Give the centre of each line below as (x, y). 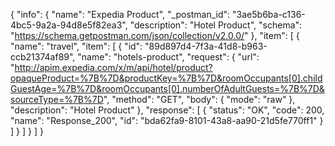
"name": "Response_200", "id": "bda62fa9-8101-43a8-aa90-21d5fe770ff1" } (167, 120)
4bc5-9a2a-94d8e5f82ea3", (69, 25)
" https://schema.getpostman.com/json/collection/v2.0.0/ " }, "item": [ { (155, 35)
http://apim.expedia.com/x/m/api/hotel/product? (113, 67)
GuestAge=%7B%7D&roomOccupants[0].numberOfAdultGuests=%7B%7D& (167, 88)
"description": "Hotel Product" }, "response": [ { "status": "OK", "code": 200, (167, 110)
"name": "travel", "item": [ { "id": (76, 46)
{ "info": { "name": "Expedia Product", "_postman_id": (120, 14)
